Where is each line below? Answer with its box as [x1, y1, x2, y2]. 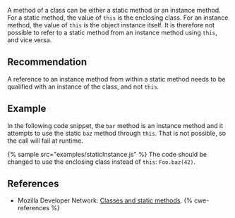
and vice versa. [7, 36, 52, 44]
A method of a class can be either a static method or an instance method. [7, 6, 221, 14]
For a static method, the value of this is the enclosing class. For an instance [7, 13, 229, 22]
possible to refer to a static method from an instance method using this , [7, 28, 217, 37]
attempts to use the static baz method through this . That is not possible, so [7, 129, 227, 137]
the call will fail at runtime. [7, 136, 83, 145]
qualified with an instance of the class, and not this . [7, 82, 159, 91]
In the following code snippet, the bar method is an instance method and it [7, 121, 224, 129]
